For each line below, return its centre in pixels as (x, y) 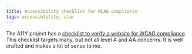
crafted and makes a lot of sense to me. (54, 46)
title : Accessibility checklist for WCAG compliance (72, 11)
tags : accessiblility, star (41, 17)
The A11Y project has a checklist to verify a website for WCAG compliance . (96, 33)
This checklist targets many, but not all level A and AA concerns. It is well (95, 39)
